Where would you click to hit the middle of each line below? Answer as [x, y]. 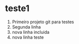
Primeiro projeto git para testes [43, 22]
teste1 [17, 8]
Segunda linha [26, 27]
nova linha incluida [31, 32]
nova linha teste [28, 37]
